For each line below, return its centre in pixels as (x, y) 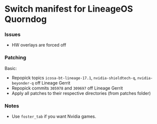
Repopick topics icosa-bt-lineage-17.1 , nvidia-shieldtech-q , (74, 78)
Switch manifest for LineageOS (69, 9)
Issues (13, 35)
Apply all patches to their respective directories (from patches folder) (81, 93)
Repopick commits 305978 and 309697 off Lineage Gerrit (67, 88)
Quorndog (26, 19)
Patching (15, 58)
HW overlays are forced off (39, 45)
